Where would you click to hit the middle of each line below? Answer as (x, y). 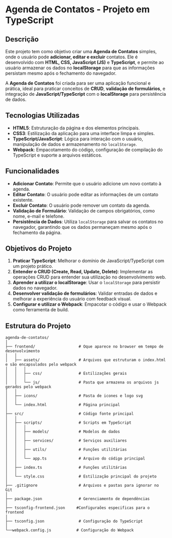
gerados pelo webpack (28, 387)
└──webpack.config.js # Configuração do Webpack (70, 530)
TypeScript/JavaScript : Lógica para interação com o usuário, (78, 139)
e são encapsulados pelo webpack (41, 364)
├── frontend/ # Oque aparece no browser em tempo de (84, 347)
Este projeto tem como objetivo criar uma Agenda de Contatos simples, (81, 51)
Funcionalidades (33, 171)
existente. (23, 200)
